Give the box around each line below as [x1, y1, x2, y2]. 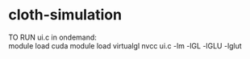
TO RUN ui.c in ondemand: [8, 32, 97, 42]
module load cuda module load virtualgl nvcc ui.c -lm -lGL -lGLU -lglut [8, 40, 242, 50]
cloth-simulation [8, 6, 123, 24]
